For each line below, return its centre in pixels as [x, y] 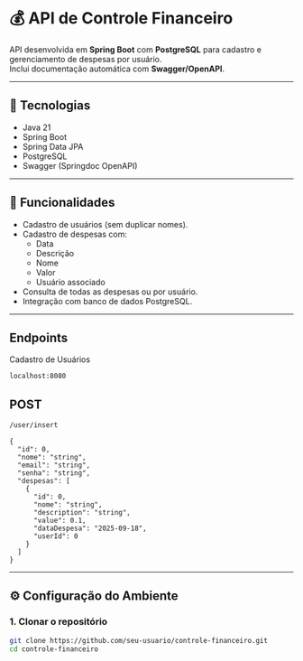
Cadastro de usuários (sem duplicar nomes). [105, 224]
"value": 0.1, [60, 520]
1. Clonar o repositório [59, 622]
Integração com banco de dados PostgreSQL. [107, 301]
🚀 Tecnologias [50, 106]
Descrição [55, 253]
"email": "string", [54, 465]
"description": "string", [82, 512]
